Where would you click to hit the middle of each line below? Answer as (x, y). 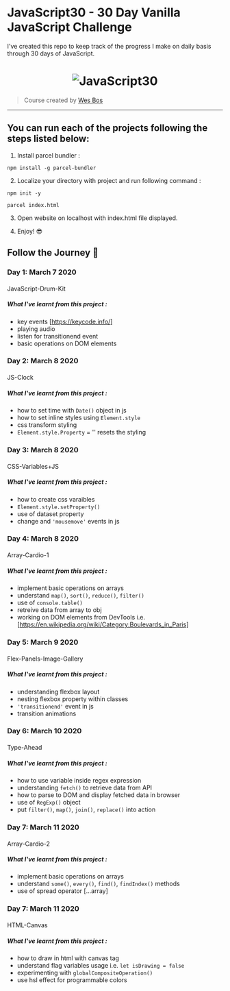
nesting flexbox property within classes (73, 699)
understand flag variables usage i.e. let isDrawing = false (101, 965)
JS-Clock (21, 378)
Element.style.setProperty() (59, 507)
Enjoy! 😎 (30, 231)
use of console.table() (50, 603)
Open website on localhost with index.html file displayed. (97, 218)
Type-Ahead (25, 748)
